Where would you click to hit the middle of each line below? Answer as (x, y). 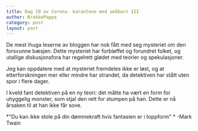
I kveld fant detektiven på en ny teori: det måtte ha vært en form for (88, 93)
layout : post (22, 28)
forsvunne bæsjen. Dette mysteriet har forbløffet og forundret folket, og (93, 51)
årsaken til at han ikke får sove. (44, 105)
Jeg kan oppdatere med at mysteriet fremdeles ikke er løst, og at (85, 69)
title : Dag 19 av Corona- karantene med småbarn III (73, 12)
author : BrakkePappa (32, 17)
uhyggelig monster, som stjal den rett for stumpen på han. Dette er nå (91, 99)
